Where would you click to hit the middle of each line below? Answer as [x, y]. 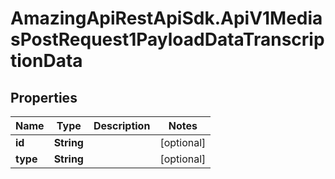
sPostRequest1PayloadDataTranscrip [167, 39]
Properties [44, 97]
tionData [46, 61]
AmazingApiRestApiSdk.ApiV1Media [166, 18]
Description [122, 125]
